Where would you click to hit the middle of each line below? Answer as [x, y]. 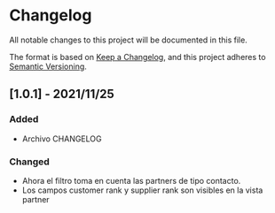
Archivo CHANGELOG [62, 139]
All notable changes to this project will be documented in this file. [129, 40]
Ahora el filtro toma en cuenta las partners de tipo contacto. [131, 180]
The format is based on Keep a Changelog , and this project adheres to [137, 57]
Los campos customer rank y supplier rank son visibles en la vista [142, 190]
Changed [30, 162]
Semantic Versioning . [48, 66]
